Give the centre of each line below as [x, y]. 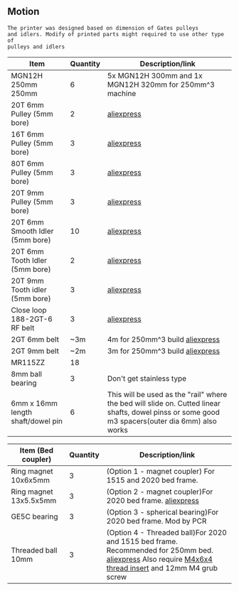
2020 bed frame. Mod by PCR [156, 521]
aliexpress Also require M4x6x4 [160, 559]
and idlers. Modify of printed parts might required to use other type [116, 34]
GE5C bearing [34, 516]
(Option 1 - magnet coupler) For [161, 471]
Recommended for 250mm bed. [160, 550]
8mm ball [27, 374]
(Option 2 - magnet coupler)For [160, 492]
